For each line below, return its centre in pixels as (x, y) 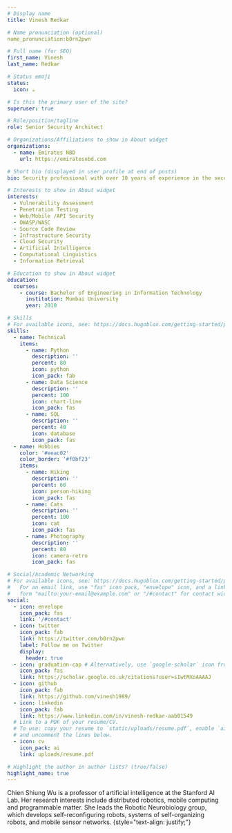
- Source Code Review (45, 229)
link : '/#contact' (46, 620)
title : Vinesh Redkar (38, 20)
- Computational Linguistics (55, 255)
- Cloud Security (38, 242)
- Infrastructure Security (52, 236)
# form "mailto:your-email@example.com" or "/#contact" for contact (111, 594)
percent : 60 (49, 485)
